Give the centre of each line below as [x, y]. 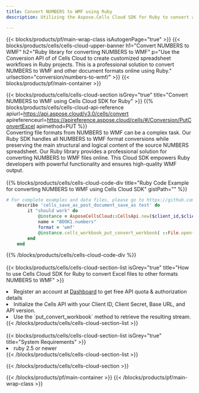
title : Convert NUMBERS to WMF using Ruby [59, 12]
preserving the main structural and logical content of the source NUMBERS [98, 145]
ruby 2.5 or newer [36, 348]
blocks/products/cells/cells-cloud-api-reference [65, 107]
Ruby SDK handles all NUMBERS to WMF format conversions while [88, 138]
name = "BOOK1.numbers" [67, 222]
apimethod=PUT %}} [62, 126]
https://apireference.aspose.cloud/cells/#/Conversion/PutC [119, 120]
